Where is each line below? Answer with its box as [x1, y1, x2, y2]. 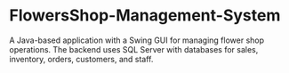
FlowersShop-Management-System [9, 5, 281, 26]
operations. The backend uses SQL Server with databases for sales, [9, 44, 259, 54]
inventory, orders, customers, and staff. [9, 53, 154, 64]
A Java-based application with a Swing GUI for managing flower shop [9, 35, 265, 45]
